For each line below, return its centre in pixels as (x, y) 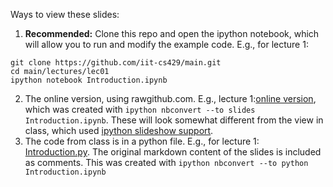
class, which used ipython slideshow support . (119, 130)
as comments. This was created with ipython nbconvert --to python (166, 162)
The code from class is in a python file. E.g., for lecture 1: (142, 141)
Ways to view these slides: (65, 14)
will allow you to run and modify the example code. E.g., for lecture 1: (166, 44)
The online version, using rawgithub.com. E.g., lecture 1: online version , (170, 98)
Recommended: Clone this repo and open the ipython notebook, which (172, 33)
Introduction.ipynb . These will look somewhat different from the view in (174, 120)
